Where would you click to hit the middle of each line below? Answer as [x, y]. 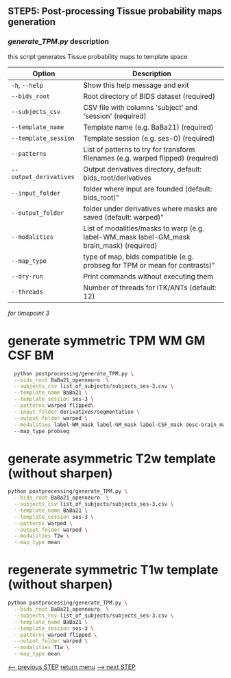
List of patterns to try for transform [139, 149]
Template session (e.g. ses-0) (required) [149, 138]
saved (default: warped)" [123, 217]
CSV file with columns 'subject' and [141, 107]
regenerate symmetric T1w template [113, 570]
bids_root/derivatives [117, 178]
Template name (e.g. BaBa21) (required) [149, 127]
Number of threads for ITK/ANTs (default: [150, 288]
